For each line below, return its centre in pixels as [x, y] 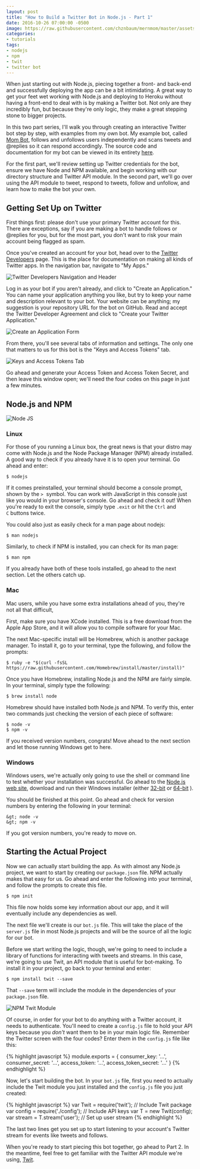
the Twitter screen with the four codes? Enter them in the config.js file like [98, 1038]
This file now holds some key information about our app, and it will [87, 907]
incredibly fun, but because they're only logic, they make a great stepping [97, 109]
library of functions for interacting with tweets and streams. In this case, [94, 955]
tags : [13, 45]
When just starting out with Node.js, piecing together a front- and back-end [99, 84]
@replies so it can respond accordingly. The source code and [82, 146]
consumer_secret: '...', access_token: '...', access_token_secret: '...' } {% [93, 1062]
